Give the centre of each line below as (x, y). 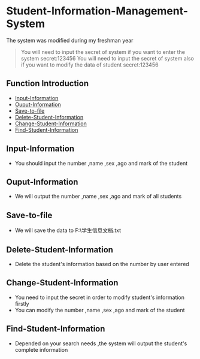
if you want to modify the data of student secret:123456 (90, 65)
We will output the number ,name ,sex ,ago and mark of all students (98, 197)
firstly (22, 303)
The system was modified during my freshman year (70, 40)
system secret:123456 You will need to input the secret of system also (107, 58)
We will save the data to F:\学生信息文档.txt (68, 230)
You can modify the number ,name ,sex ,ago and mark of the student (100, 310)
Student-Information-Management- (97, 11)
